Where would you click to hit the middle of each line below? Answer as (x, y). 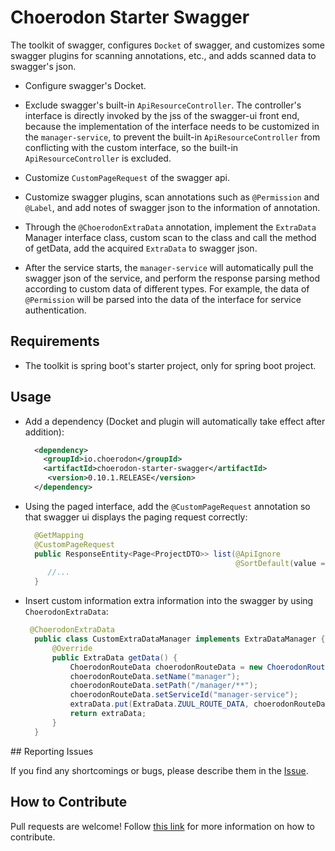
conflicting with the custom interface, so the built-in (131, 147)
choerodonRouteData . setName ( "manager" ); (155, 676)
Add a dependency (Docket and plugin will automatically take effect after (175, 421)
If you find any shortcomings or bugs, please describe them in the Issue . (159, 770)
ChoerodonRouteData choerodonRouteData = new (166, 667)
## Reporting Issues (52, 751)
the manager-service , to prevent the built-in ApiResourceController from (172, 137)
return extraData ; (108, 714)
